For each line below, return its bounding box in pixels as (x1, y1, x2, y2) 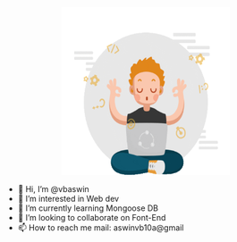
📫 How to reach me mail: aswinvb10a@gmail (17, 222, 184, 233)
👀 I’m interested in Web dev (17, 194, 119, 204)
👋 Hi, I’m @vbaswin (17, 184, 89, 194)
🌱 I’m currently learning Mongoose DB (17, 203, 159, 213)
